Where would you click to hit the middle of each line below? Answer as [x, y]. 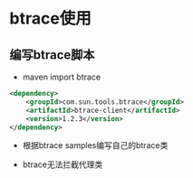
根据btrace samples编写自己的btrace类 [95, 145]
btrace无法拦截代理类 [63, 164]
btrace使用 [51, 19]
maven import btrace [62, 77]
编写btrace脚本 [52, 55]
